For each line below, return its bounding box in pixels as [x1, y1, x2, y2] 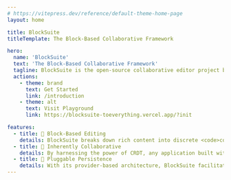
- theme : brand [19, 80, 63, 87]
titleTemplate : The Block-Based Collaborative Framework [7, 35, 174, 42]
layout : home [7, 16, 45, 23]
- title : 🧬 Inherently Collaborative [13, 143, 122, 150]
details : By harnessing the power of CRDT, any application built [19, 149, 214, 157]
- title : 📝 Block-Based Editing [13, 130, 107, 137]
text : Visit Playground [25, 105, 94, 112]
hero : [7, 47, 23, 55]
